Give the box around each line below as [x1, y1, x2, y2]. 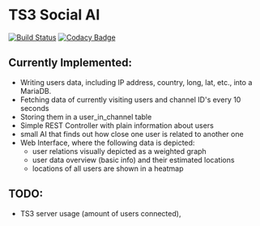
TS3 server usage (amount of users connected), [19, 208, 181, 218]
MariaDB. [19, 86, 52, 96]
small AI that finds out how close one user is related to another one [19, 129, 245, 139]
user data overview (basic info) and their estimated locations [32, 155, 235, 164]
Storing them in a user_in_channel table [19, 112, 152, 122]
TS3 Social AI [8, 6, 100, 24]
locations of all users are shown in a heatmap [32, 164, 184, 173]
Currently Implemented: [8, 56, 132, 70]
